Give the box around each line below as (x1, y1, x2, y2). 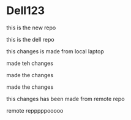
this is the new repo (6, 24, 56, 31)
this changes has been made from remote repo (6, 95, 125, 102)
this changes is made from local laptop (6, 47, 104, 55)
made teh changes (6, 59, 54, 67)
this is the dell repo (6, 36, 54, 43)
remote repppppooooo (6, 107, 64, 114)
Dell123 (6, 4, 45, 18)
